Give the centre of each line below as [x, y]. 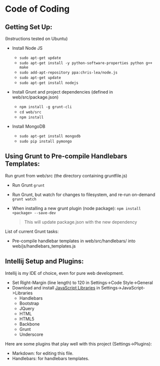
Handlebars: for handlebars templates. [51, 358]
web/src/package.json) [35, 97]
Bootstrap [29, 303]
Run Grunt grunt [28, 185]
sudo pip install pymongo [45, 141]
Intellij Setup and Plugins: [44, 261]
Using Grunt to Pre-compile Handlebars [66, 156]
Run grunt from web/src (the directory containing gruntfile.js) [66, 175]
